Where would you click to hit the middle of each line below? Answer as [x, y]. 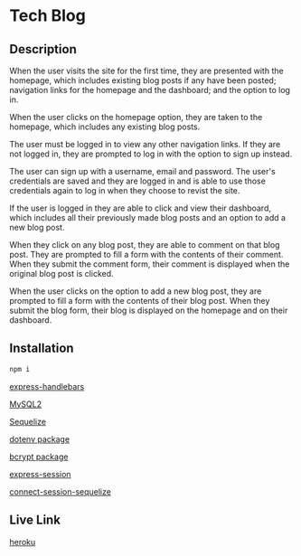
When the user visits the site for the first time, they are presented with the [146, 71]
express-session [40, 474]
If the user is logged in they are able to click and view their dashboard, [141, 208]
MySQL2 [26, 404]
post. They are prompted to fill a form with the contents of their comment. [146, 254]
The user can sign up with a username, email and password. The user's [142, 171]
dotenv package [40, 438]
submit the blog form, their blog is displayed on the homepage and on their [149, 310]
